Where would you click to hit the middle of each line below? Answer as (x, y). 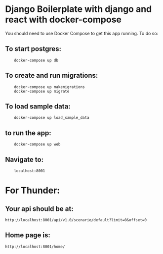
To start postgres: (33, 49)
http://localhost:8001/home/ (35, 247)
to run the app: (28, 133)
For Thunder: (33, 190)
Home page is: (28, 235)
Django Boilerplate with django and (79, 9)
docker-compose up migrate (42, 91)
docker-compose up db (36, 60)
